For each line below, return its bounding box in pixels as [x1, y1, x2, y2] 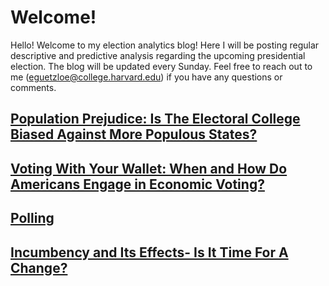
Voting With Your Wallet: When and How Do [10, 160, 288, 177]
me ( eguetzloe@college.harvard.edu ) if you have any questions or [10, 71, 283, 83]
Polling [10, 210, 55, 227]
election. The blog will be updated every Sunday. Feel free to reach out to [10, 60, 313, 72]
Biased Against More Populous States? [10, 126, 258, 143]
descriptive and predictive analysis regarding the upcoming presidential [10, 49, 306, 61]
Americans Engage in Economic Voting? [10, 176, 265, 193]
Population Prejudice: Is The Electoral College [10, 111, 301, 128]
